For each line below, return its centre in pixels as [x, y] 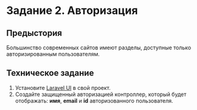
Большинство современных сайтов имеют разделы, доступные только [99, 47]
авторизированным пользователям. [53, 54]
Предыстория [34, 33]
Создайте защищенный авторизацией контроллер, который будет [101, 94]
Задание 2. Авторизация [72, 11]
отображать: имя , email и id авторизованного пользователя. [94, 100]
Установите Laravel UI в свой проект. [63, 88]
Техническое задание [50, 73]
